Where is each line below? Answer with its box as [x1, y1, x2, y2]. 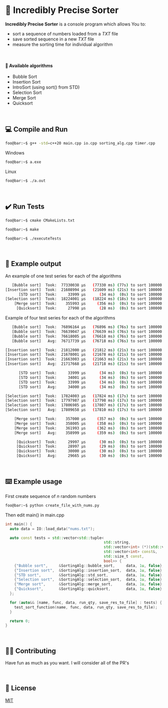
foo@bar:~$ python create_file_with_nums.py [5, 502, 99, 508]
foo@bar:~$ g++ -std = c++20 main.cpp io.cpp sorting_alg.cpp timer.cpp [5, 140, 155, 145]
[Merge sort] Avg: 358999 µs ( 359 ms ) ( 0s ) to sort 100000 [14, 430, 162, 435]
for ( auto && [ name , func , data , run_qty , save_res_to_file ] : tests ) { [9, 600, 162, 605]
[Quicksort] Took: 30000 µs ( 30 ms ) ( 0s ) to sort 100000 [16, 448, 162, 454]
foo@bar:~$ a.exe [5, 159, 41, 164]
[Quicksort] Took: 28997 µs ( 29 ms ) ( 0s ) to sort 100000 [16, 444, 162, 449]
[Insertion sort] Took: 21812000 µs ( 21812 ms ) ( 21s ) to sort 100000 [5, 347, 162, 352]
